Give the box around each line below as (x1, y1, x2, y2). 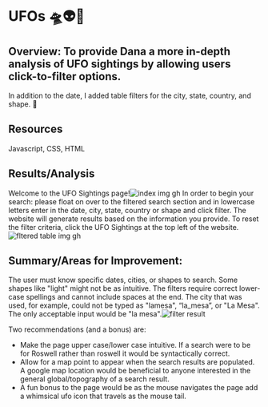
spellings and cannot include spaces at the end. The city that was (26, 292, 242, 302)
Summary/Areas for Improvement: (8, 254, 182, 268)
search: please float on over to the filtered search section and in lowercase (8, 196, 255, 206)
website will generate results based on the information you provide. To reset (8, 214, 259, 224)
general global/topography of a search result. (19, 374, 170, 384)
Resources (8, 123, 63, 136)
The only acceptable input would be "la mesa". (8, 309, 162, 319)
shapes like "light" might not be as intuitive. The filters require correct (8, 284, 238, 293)
